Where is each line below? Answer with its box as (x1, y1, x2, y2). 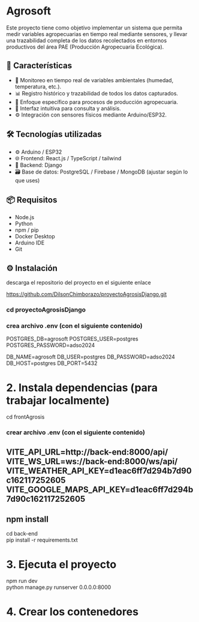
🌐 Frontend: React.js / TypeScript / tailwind (14, 154, 122, 162)
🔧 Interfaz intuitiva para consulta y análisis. (14, 104, 121, 112)
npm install (6, 515, 49, 525)
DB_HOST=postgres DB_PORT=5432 (6, 360, 98, 367)
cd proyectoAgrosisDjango (6, 306, 86, 314)
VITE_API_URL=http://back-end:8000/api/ (6, 447, 168, 457)
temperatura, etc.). (14, 83, 62, 90)
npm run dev (6, 578, 38, 585)
